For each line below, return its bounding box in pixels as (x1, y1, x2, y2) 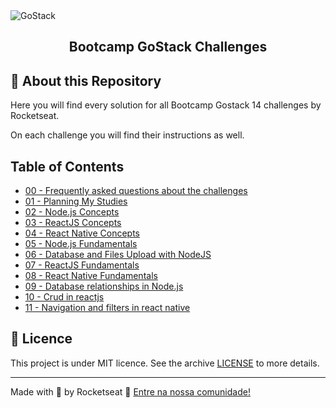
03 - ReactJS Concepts (24, 217, 122, 229)
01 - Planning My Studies (24, 195, 128, 208)
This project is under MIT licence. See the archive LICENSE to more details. (10, 357, 320, 369)
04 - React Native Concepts (24, 227, 140, 239)
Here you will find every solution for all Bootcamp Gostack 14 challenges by (10, 99, 322, 111)
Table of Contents (10, 158, 125, 175)
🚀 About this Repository (10, 72, 162, 89)
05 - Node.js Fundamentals (24, 238, 138, 250)
